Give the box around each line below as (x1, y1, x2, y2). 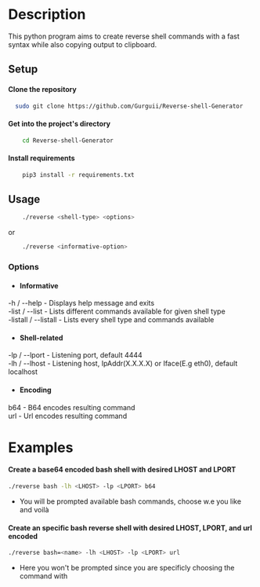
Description (8, 6, 86, 24)
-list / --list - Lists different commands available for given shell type (8, 306, 226, 316)
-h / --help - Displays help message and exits (8, 299, 155, 308)
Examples (8, 438, 74, 457)
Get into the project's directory (8, 119, 111, 128)
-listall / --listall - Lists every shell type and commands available (8, 315, 215, 325)
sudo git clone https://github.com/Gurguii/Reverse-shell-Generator (15, 102, 244, 110)
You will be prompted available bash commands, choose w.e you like (19, 497, 241, 506)
